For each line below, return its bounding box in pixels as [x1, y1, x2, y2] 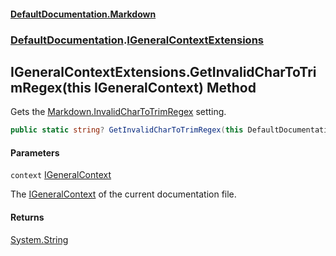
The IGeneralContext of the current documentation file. [10, 188, 237, 200]
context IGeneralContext [10, 169, 112, 181]
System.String [10, 233, 69, 245]
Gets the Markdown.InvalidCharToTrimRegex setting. [10, 106, 227, 118]
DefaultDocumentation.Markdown [10, 8, 157, 20]
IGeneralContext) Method [93, 79, 257, 96]
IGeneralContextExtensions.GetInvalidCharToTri [10, 63, 317, 80]
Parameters [10, 146, 60, 159]
